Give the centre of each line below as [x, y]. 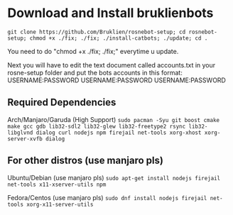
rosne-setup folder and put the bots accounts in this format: [95, 72]
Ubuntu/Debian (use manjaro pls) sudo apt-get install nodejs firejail [114, 177]
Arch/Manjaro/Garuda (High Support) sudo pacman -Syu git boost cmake [114, 119]
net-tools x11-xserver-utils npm [57, 184]
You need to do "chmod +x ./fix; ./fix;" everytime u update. [93, 51]
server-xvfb [25, 139]
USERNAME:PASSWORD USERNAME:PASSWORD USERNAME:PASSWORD [116, 80]
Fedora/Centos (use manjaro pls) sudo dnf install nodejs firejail [107, 197]
